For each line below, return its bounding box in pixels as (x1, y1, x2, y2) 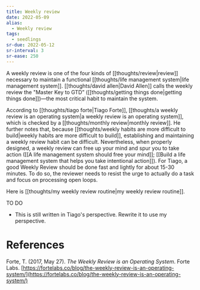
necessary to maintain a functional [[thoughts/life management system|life (6, 76, 189, 83)
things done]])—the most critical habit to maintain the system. (6, 95, 158, 102)
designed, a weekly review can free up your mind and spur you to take (6, 144, 180, 152)
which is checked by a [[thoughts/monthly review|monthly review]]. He (6, 119, 181, 126)
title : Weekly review (6, 8, 60, 15)
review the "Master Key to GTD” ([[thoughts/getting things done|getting (6, 88, 182, 95)
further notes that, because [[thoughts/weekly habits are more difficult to (6, 125, 186, 132)
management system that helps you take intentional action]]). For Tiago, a (6, 157, 188, 164)
